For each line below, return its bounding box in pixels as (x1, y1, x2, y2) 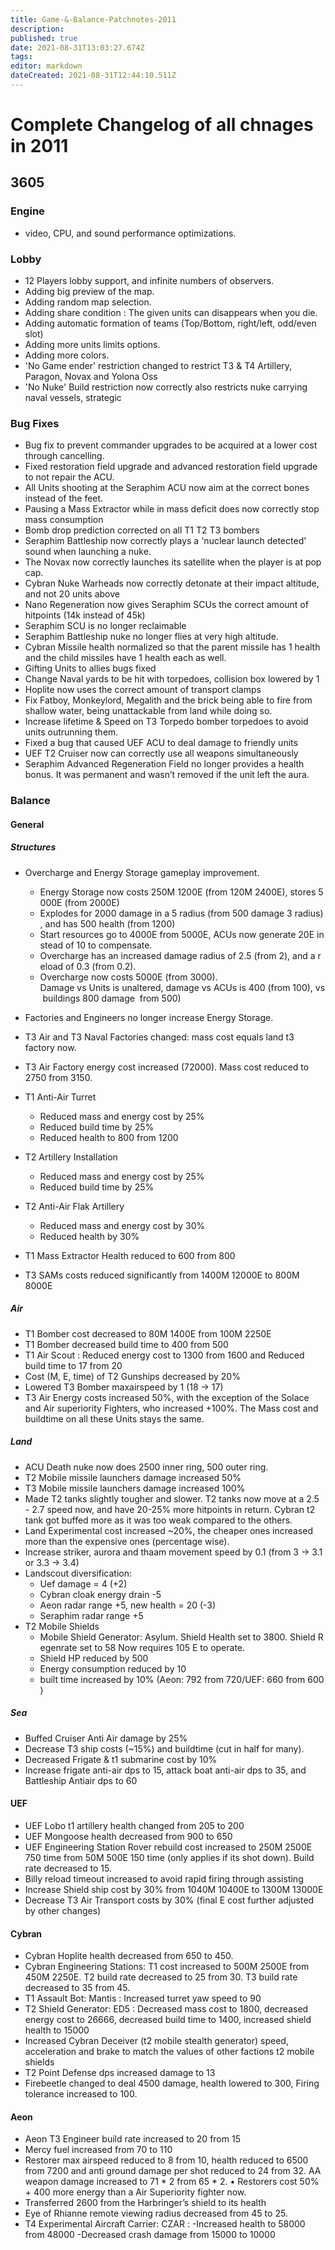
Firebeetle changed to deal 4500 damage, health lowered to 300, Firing (24, 2077, 320, 2090)
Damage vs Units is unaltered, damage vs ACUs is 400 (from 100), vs (39, 981, 326, 993)
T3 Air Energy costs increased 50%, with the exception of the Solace (24, 1391, 310, 1403)
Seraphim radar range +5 (39, 1609, 144, 1621)
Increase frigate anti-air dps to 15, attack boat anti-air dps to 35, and (24, 1764, 307, 1776)
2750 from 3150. (24, 1071, 93, 1083)
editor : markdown (10, 61, 83, 71)
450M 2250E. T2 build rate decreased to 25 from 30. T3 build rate (24, 1971, 298, 1983)
